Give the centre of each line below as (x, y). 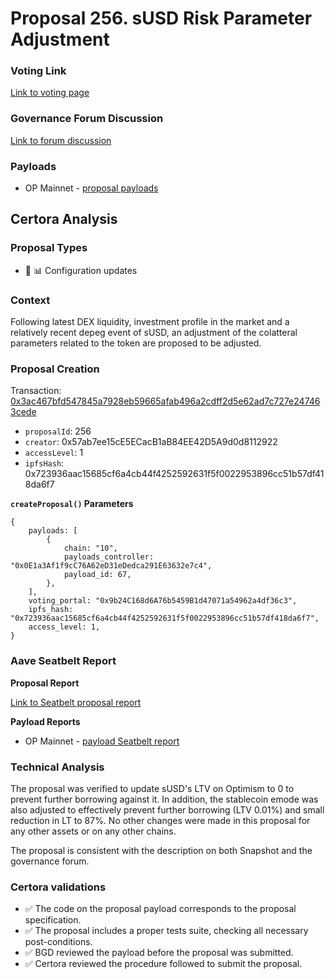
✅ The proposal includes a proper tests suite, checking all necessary (166, 931)
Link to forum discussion (61, 140)
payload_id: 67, (97, 575)
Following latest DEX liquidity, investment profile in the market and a (150, 322)
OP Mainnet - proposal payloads (91, 188)
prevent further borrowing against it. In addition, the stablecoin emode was (164, 799)
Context (30, 300)
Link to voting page (50, 93)
